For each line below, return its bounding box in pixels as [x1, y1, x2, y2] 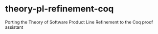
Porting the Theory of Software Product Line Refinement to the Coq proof [5, 19, 153, 25]
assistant [5, 24, 23, 30]
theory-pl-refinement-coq [5, 3, 114, 14]
